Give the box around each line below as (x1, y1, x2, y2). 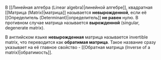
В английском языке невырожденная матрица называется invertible (5, 34, 148, 40)
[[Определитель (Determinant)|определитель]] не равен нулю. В (5, 15, 139, 20)
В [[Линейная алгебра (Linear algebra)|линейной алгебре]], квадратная (5, 5, 153, 10)
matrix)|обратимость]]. (5, 49, 53, 55)
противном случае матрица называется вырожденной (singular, (5, 20, 140, 25)
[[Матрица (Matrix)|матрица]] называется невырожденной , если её (5, 10, 147, 15)
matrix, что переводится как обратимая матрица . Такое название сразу (5, 39, 156, 45)
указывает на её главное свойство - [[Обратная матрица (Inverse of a (5, 45, 151, 50)
